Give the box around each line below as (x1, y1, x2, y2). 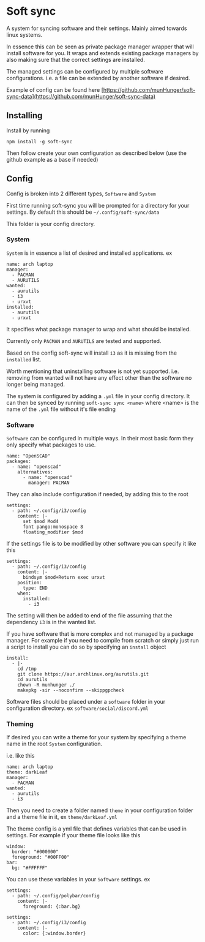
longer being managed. (6, 380, 65, 388)
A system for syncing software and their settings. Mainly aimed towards (6, 24, 187, 32)
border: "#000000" (12, 849, 59, 855)
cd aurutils (17, 677, 48, 683)
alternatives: (17, 469, 53, 475)
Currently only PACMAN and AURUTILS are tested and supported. (6, 337, 162, 344)
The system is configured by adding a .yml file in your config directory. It (6, 392, 190, 399)
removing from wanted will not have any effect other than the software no (6, 374, 192, 381)
